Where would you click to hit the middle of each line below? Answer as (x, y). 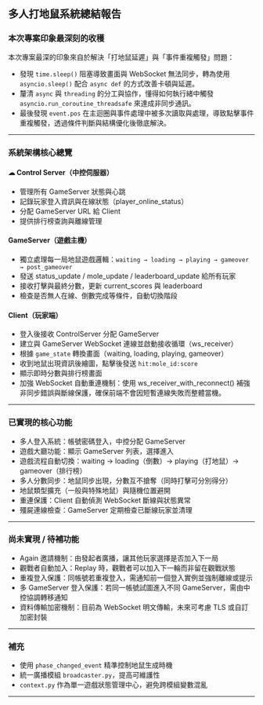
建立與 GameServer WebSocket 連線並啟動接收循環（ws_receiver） (128, 344)
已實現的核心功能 (40, 422)
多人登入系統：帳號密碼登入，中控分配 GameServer (103, 441)
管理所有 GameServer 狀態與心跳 (73, 192)
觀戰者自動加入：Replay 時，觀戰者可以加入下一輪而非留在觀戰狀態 (128, 568)
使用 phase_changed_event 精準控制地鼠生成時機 (96, 665)
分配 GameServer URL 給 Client (70, 211)
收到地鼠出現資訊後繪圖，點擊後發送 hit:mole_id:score (108, 363)
